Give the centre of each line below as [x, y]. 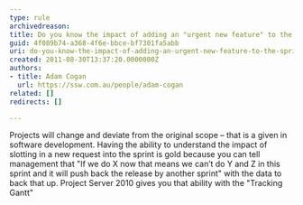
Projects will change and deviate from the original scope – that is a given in [148, 135]
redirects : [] [36, 102]
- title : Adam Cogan [48, 77]
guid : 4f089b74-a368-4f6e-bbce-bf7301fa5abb [94, 43]
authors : [26, 69]
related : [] [32, 93]
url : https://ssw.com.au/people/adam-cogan [100, 85]
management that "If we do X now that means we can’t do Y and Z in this [145, 164]
